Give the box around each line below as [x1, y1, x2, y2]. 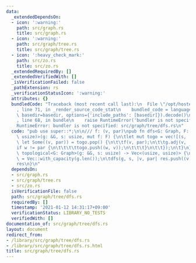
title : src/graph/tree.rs [16, 47, 80, 53]
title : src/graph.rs [16, 30, 66, 36]
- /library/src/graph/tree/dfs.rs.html [6, 242, 103, 249]
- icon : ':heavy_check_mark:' [11, 52, 85, 58]
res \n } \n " [16, 161, 41, 167]
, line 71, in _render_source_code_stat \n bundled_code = [16, 107, 168, 112]
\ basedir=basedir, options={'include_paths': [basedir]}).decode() [16, 112, 187, 118]
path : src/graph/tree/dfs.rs [11, 194, 82, 200]
